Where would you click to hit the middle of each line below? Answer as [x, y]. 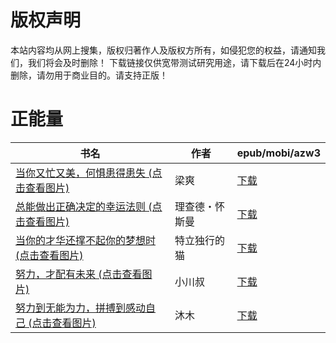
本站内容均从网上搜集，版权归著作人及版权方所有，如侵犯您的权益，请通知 [163, 50]
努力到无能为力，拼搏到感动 [81, 308]
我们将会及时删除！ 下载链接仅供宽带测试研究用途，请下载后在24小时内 [174, 62]
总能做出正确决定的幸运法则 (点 [89, 206]
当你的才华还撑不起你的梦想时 [86, 240]
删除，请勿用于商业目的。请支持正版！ [89, 75]
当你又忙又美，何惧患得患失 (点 [89, 173]
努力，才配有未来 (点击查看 [79, 274]
